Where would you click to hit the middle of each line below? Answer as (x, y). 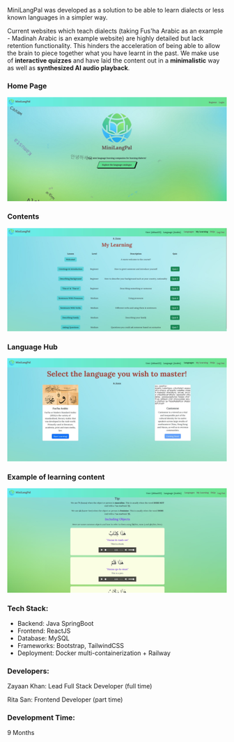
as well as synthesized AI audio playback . (69, 68)
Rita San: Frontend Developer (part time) (65, 700)
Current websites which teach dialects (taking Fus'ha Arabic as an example (115, 31)
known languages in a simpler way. (57, 17)
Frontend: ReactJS (44, 631)
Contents (23, 216)
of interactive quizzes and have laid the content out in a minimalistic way (114, 61)
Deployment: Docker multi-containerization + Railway (94, 653)
